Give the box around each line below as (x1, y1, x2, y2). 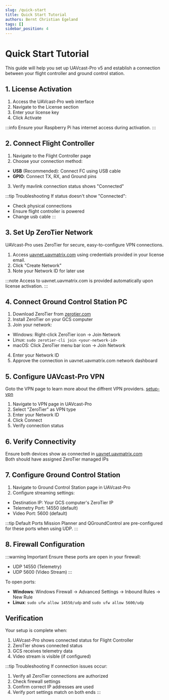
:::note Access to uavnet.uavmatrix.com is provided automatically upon (5, 277, 153, 284)
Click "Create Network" (12, 262, 62, 268)
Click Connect (12, 417, 43, 424)
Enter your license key (12, 109, 59, 115)
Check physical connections (12, 202, 72, 208)
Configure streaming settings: (12, 489, 75, 496)
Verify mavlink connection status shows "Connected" (12, 183, 124, 189)
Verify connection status (12, 423, 64, 429)
